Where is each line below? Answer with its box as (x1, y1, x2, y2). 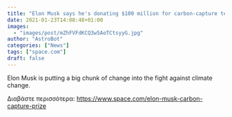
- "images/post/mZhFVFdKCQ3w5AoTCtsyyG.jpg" (13, 29, 144, 36)
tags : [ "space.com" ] (7, 49, 67, 56)
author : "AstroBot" (7, 36, 64, 43)
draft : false (7, 55, 45, 62)
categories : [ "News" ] (7, 42, 70, 49)
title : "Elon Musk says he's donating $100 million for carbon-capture (7, 10, 217, 17)
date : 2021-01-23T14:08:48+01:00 (7, 17, 104, 23)
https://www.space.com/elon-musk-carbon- (76, 94, 203, 103)
